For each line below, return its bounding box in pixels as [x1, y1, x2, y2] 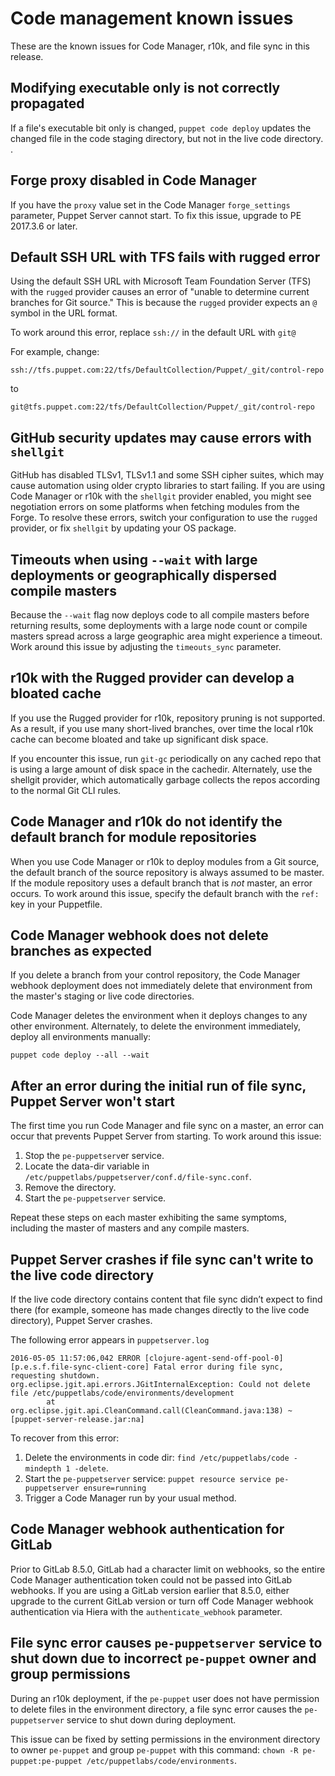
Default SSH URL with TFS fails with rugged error [10, 248, 321, 266]
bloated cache [10, 685, 102, 702]
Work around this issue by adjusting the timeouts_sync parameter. [10, 641, 282, 652]
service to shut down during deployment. [66, 1713, 237, 1726]
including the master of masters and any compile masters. [10, 1222, 250, 1234]
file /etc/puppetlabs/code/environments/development [10, 1388, 235, 1399]
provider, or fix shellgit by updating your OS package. [10, 522, 237, 534]
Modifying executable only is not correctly [10, 80, 281, 97]
